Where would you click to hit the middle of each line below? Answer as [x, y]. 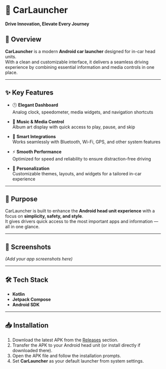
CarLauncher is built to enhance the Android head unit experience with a [80, 211]
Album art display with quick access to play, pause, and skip [74, 127]
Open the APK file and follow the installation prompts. [66, 356]
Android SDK [26, 305]
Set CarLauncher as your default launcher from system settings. [78, 361]
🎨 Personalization [31, 168]
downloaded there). [32, 350]
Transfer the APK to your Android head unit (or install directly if [76, 345]
